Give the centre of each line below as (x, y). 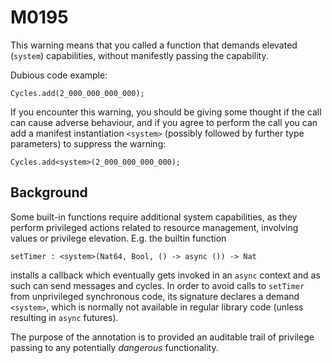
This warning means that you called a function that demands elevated (154, 45)
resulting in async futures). (64, 317)
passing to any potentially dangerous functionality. (114, 347)
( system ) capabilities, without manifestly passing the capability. (139, 55)
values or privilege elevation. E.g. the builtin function (118, 238)
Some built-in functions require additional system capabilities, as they (154, 217)
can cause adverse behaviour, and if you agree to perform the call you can (164, 122)
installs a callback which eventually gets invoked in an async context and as (165, 275)
